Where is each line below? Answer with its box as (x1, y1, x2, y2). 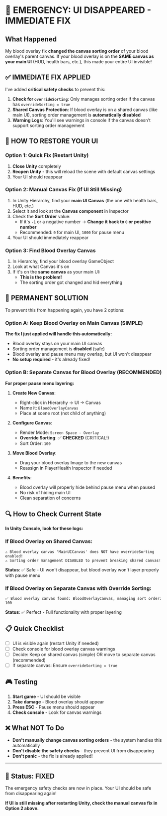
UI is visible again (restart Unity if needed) (12, 640, 99, 646)
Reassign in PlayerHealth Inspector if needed (19, 465, 112, 471)
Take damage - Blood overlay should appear (12, 698, 104, 704)
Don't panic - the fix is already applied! (12, 753, 93, 759)
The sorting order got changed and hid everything (19, 279, 123, 285)
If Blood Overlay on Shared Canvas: (5, 538, 93, 545)
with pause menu (5, 572, 41, 578)
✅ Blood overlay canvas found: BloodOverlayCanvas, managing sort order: (5, 596, 163, 601)
